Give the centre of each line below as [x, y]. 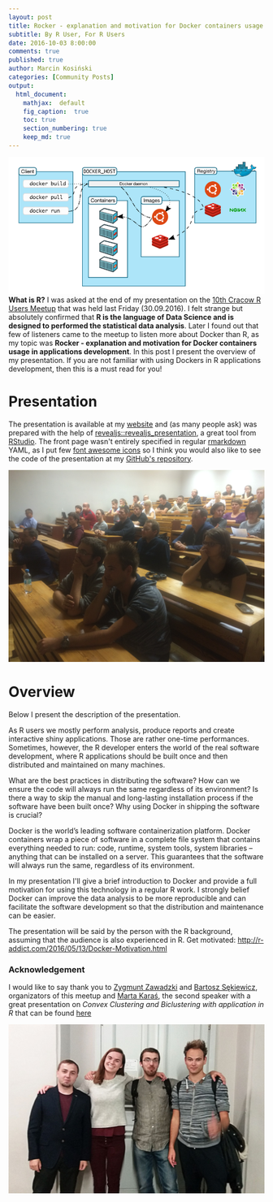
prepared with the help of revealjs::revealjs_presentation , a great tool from [132, 432]
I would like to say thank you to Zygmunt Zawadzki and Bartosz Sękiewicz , [133, 987]
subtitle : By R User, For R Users [67, 34]
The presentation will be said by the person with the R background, [121, 931]
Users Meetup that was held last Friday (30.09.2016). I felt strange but [126, 308]
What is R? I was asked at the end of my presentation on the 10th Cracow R [135, 300]
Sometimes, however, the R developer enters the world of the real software [134, 747]
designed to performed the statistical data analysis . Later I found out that [134, 326]
